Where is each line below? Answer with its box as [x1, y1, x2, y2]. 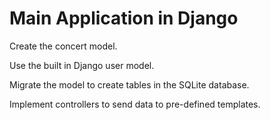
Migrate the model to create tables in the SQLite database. [9, 78, 250, 91]
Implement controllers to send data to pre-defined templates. [9, 98, 261, 110]
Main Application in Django [9, 7, 239, 30]
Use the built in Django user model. [9, 59, 155, 71]
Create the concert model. [9, 40, 118, 52]
